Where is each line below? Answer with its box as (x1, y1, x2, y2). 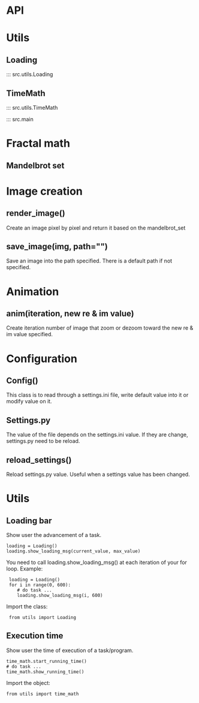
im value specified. (6, 331, 53, 338)
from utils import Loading (8, 615, 77, 621)
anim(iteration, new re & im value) (6, 308, 134, 318)
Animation (6, 285, 59, 298)
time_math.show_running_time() (6, 669, 85, 675)
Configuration (6, 352, 78, 366)
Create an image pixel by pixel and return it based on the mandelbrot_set (6, 224, 186, 231)
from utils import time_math (6, 690, 79, 697)
